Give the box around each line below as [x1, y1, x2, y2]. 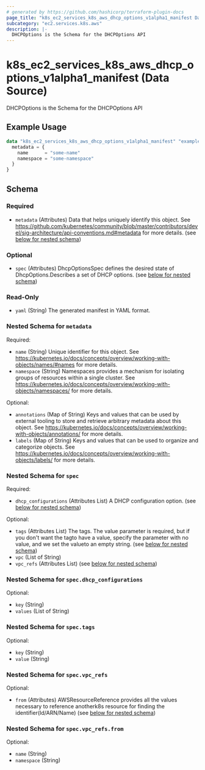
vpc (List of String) [15, 553, 62, 561]
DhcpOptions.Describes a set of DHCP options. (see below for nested [15, 271, 191, 278]
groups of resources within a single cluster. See [15, 374, 135, 381]
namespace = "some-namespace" [17, 155, 95, 162]
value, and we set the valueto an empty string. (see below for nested [15, 540, 188, 548]
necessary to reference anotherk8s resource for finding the [15, 702, 165, 710]
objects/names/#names [15, 361, 75, 368]
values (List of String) [15, 607, 70, 615]
